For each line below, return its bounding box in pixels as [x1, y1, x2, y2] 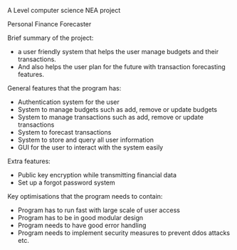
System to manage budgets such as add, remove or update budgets [17, 105, 218, 113]
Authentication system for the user [17, 98, 120, 106]
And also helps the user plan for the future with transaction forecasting [17, 63, 226, 71]
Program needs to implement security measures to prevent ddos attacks [17, 229, 230, 237]
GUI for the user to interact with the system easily [17, 143, 164, 152]
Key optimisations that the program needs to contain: [7, 192, 163, 200]
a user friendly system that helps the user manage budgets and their [17, 48, 219, 56]
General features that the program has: [7, 84, 122, 92]
